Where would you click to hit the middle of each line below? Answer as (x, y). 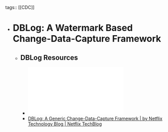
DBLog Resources (49, 57)
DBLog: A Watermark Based (73, 28)
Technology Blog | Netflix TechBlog (65, 124)
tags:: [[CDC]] (20, 7)
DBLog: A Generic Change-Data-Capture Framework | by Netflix (95, 118)
